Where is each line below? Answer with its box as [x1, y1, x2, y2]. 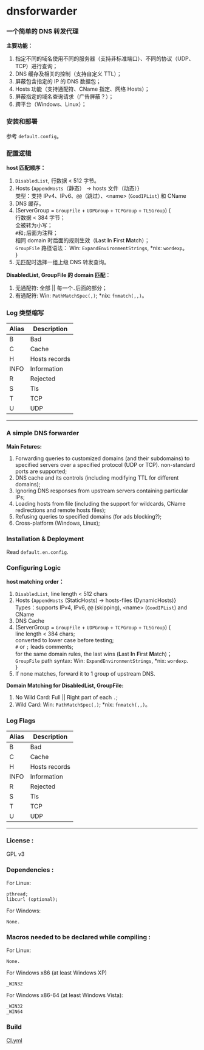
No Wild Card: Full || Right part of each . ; [15, 694, 118, 701]
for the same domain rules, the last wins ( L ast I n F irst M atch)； [15, 650, 172, 658]
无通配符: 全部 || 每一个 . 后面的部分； [15, 284, 108, 292]
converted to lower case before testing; [15, 637, 114, 644]
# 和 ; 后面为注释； [15, 229, 59, 237]
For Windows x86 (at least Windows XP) [6, 969, 107, 976]
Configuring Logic [6, 563, 61, 572]
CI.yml [6, 1037, 22, 1044]
